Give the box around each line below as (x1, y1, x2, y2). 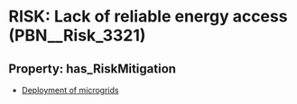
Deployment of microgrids (21, 85, 119, 95)
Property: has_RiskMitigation (8, 61, 177, 76)
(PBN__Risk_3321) (8, 25, 146, 46)
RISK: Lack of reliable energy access (8, 6, 288, 27)
